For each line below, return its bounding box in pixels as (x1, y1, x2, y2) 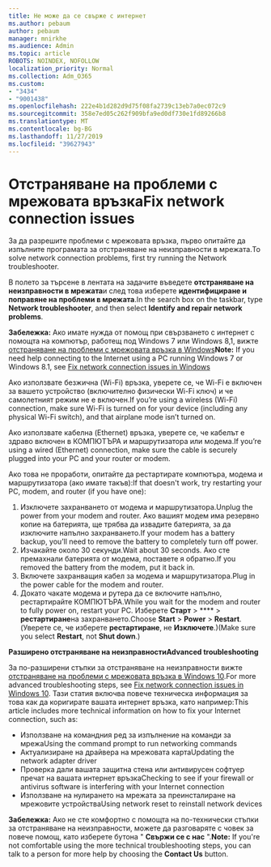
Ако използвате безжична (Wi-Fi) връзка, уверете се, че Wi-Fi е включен (8, 378, 263, 387)
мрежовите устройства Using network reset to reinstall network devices (19, 799, 263, 809)
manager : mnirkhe (8, 34, 67, 43)
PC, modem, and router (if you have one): (8, 487, 147, 497)
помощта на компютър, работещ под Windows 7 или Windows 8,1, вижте (8, 336, 259, 346)
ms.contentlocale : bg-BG (8, 125, 92, 133)
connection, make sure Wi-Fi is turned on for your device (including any (8, 404, 248, 413)
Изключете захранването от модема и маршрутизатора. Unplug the (19, 502, 253, 512)
